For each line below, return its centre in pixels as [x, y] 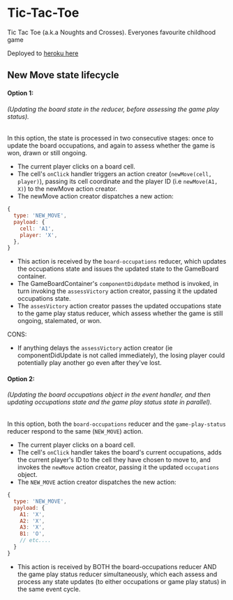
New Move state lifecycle [63, 75]
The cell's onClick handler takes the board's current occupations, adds [119, 452]
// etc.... [36, 541]
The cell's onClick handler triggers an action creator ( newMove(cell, [114, 174]
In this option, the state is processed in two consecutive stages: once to [111, 138]
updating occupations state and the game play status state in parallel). [110, 402]
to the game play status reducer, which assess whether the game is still [120, 313]
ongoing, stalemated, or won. [59, 321]
